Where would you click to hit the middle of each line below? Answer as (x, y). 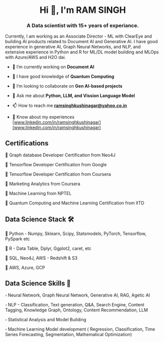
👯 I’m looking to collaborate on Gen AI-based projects (67, 86)
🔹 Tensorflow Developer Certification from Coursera (58, 174)
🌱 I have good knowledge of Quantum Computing (63, 77)
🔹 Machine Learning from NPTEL (38, 194)
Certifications (27, 143)
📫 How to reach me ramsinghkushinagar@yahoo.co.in (69, 105)
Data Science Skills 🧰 (38, 283)
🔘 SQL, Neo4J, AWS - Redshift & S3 (41, 258)
